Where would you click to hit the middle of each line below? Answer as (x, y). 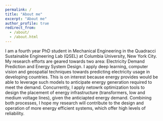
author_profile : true (27, 23)
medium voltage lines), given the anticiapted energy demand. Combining (78, 97)
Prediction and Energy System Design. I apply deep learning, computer (77, 66)
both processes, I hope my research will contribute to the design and (74, 103)
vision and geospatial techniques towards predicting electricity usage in (78, 72)
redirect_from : (21, 28)
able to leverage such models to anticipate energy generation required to (79, 82)
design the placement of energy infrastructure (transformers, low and (75, 92)
